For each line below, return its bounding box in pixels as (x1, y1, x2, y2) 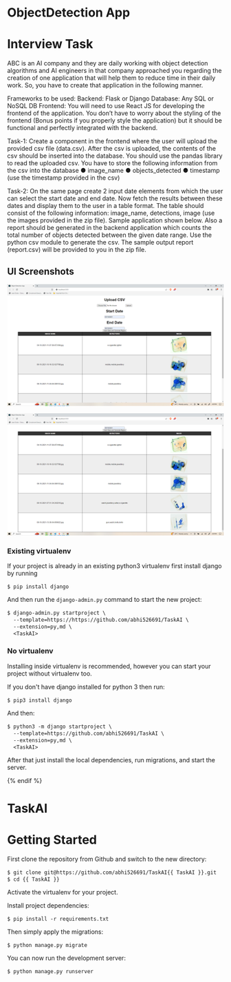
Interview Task (7, 36, 93, 52)
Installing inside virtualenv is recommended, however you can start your (7, 662, 211, 670)
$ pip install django (7, 583, 69, 590)
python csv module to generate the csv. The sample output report (7, 238, 194, 247)
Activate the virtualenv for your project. (7, 888, 118, 896)
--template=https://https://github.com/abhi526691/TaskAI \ (13, 616, 189, 624)
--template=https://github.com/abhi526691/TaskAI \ (13, 730, 165, 737)
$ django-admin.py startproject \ (7, 609, 107, 617)
